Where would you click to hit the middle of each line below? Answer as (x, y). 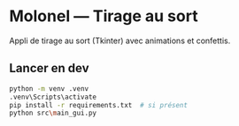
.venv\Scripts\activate (53, 97)
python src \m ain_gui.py (53, 113)
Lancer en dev (50, 68)
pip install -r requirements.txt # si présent (99, 105)
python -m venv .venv (49, 89)
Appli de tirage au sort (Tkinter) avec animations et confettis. (120, 41)
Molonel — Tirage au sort (104, 16)
